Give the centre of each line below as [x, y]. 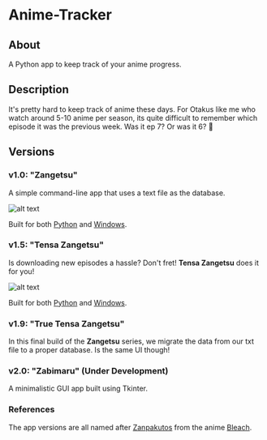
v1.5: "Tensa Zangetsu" [56, 245]
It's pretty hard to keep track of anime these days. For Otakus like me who [132, 109]
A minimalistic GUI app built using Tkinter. [78, 389]
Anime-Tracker [60, 15]
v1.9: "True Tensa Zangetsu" [67, 323]
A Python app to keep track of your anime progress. [95, 64]
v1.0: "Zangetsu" [43, 175]
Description [39, 90]
